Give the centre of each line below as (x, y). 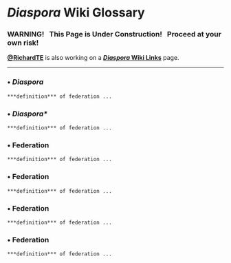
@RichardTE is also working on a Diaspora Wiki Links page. (93, 58)
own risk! (23, 43)
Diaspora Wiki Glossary (76, 13)
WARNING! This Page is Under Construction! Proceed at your (114, 34)
